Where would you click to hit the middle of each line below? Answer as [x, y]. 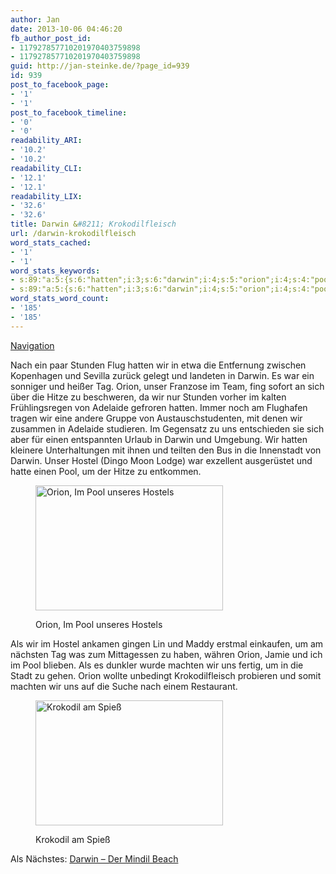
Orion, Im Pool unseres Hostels [99, 624]
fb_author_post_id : [51, 38]
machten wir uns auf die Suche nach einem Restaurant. [124, 686]
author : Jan [35, 19]
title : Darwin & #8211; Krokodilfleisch [93, 224]
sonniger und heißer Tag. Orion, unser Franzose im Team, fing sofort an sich [167, 386]
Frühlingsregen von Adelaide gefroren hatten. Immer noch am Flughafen [159, 407]
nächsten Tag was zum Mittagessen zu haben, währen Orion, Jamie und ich [166, 654]
